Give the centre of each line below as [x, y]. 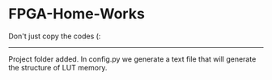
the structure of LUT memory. [58, 67]
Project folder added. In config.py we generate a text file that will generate [132, 59]
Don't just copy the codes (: [55, 36]
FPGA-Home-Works [77, 14]
